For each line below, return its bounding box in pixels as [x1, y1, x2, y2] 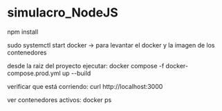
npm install [7, 28, 39, 36]
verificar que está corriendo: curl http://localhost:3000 [7, 82, 163, 90]
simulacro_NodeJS [7, 5, 119, 21]
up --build [62, 69, 91, 77]
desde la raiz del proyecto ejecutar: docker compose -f [7, 61, 165, 70]
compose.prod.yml [7, 69, 61, 77]
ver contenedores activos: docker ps [7, 95, 112, 104]
